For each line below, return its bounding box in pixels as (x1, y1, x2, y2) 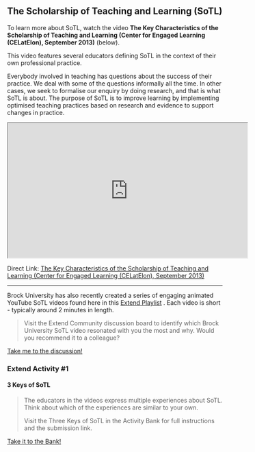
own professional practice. (7, 58, 82, 67)
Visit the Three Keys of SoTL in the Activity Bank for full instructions (23, 416, 215, 425)
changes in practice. (7, 108, 65, 116)
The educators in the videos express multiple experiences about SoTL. (23, 396, 223, 404)
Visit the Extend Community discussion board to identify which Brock (23, 318, 219, 327)
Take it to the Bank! (7, 437, 62, 445)
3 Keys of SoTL (7, 381, 51, 389)
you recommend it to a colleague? (23, 334, 120, 342)
